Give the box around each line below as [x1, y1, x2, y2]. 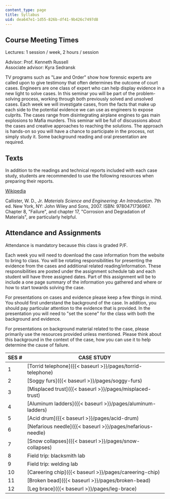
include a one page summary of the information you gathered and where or [5, 279, 162, 285]
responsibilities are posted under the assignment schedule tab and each [5, 268, 156, 274]
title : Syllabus [5, 12, 39, 17]
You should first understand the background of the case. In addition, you [5, 299, 157, 305]
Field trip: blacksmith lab [27, 452, 86, 459]
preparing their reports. [5, 178, 54, 184]
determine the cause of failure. [5, 341, 70, 348]
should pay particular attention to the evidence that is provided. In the [5, 305, 151, 311]
